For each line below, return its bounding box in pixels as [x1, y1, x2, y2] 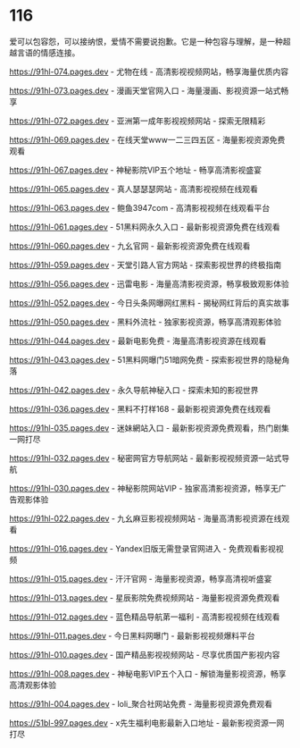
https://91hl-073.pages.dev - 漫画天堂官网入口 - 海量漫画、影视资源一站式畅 [9, 85, 289, 96]
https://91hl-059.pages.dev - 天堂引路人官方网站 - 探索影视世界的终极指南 [9, 259, 282, 270]
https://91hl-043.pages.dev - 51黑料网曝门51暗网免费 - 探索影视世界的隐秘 [9, 354, 282, 365]
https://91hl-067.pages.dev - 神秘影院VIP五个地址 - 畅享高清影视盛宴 [9, 164, 262, 175]
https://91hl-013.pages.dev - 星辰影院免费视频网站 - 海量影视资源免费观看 [9, 592, 280, 603]
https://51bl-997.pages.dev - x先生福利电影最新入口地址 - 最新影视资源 [9, 717, 270, 728]
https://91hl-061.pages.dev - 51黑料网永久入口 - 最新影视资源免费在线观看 [9, 221, 280, 232]
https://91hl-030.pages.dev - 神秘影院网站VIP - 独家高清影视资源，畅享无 [9, 483, 279, 493]
